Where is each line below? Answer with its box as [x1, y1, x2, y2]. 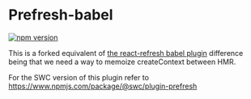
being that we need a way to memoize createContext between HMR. [8, 57, 236, 67]
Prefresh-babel [8, 6, 113, 24]
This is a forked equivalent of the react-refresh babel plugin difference [8, 48, 244, 58]
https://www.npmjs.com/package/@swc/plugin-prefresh [8, 81, 198, 91]
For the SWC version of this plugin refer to [8, 72, 150, 82]
